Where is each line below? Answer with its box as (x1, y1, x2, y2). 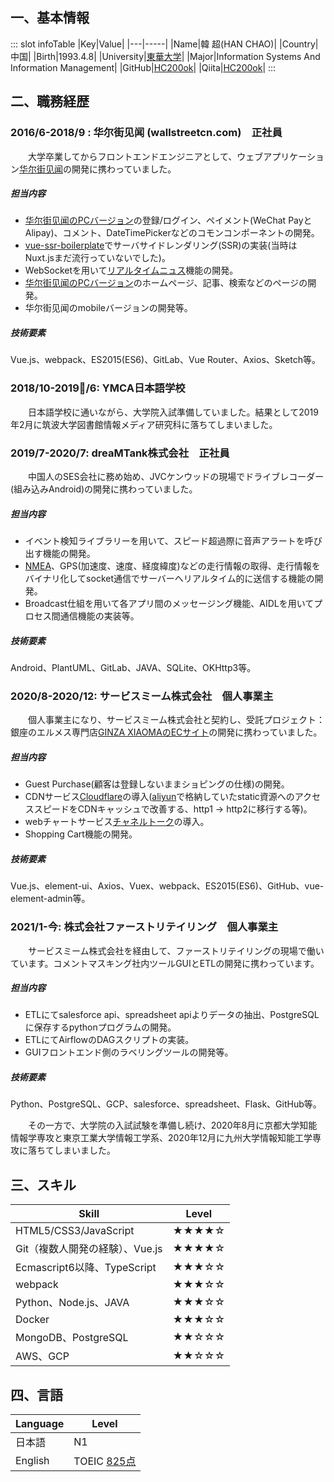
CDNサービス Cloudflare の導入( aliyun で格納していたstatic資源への (24, 791, 295, 803)
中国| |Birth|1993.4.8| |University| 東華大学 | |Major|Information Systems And (10, 50, 321, 62)
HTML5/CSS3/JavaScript (15, 1224, 135, 1238)
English (15, 1454, 50, 1468)
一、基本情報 (10, 9, 90, 27)
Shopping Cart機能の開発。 (24, 828, 138, 840)
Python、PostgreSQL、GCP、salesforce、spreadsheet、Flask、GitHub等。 (10, 1098, 322, 1110)
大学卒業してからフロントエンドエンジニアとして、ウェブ (28, 150, 264, 162)
